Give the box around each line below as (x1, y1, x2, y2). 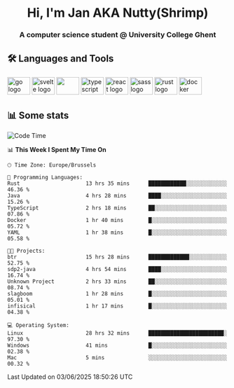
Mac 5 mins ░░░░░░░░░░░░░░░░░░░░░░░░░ (7, 354, 228, 361)
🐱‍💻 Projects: (7, 247, 46, 255)
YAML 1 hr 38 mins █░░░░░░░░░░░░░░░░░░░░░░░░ (7, 229, 228, 236)
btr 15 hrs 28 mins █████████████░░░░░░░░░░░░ (7, 254, 228, 261)
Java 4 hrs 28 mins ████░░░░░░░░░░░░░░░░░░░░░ (7, 193, 228, 200)
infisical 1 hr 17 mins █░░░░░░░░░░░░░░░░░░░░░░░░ (7, 303, 228, 310)
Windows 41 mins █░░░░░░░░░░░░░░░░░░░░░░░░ (7, 342, 228, 349)
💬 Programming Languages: (7, 174, 83, 181)
